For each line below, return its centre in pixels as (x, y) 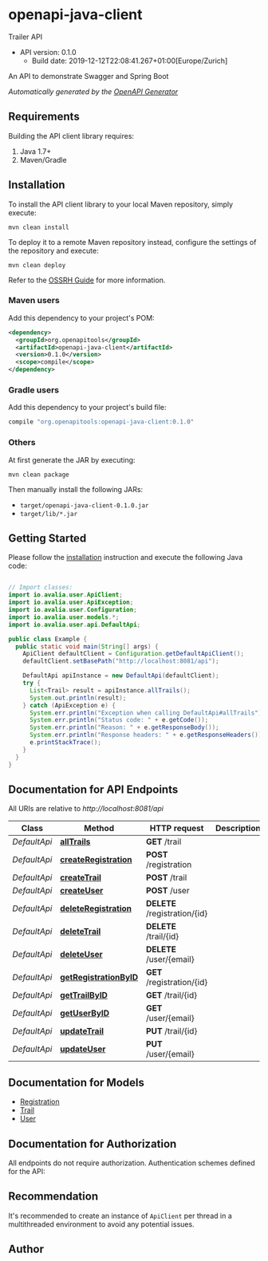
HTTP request (177, 829)
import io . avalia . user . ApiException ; (71, 603)
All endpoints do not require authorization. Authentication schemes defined (132, 1163)
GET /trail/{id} (172, 995)
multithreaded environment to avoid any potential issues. (101, 1224)
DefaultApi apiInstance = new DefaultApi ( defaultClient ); (121, 676)
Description (238, 829)
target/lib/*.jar (49, 514)
